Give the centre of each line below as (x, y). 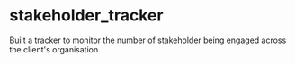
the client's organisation (54, 49)
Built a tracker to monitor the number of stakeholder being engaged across (148, 40)
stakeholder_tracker (86, 16)
